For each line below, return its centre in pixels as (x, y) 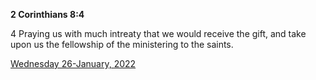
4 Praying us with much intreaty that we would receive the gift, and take (158, 33)
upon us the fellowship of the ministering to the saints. (122, 44)
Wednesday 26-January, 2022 (73, 63)
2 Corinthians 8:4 (47, 14)
